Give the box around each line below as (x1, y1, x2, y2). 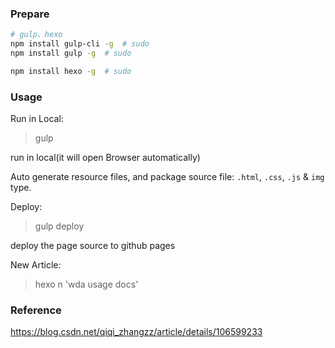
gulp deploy (34, 220, 85, 232)
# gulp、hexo (10, 30, 63, 40)
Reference (10, 303, 62, 317)
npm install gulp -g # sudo (10, 48, 132, 59)
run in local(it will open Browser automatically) (10, 152, 201, 164)
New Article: (10, 259, 62, 271)
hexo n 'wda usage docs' (34, 278, 139, 291)
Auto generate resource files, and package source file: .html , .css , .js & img (10, 171, 325, 183)
